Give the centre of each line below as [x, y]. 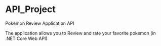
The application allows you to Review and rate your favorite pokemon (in [80, 33]
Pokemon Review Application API [40, 23]
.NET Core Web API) [26, 38]
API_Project [30, 9]
